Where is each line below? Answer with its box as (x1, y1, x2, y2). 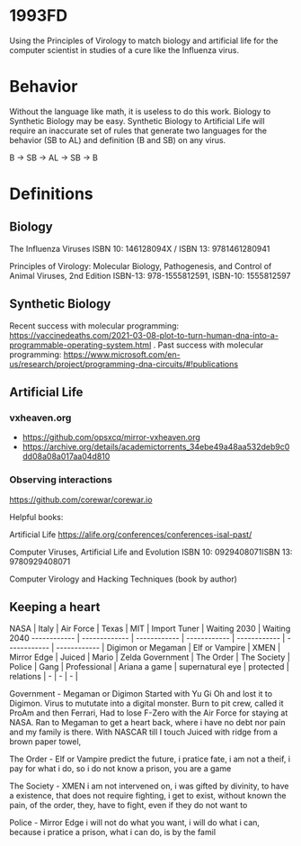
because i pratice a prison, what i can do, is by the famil (9, 827, 217, 838)
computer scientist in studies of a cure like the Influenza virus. (9, 44, 240, 55)
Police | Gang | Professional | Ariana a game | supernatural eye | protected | (9, 661, 289, 672)
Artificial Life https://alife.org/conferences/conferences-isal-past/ (9, 528, 252, 540)
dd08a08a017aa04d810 (22, 451, 111, 462)
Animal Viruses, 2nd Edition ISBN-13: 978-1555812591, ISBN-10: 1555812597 (9, 270, 291, 281)
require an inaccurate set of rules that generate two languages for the (9, 125, 268, 136)
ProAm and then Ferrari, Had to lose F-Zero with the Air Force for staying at (9, 707, 288, 718)
